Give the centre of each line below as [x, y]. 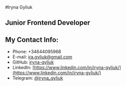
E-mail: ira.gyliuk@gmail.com [42, 57]
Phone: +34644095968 [37, 52]
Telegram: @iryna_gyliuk [38, 78]
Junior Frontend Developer [48, 23]
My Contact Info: [32, 40]
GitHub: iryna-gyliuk [33, 62]
